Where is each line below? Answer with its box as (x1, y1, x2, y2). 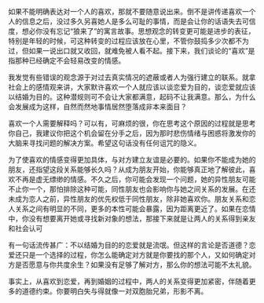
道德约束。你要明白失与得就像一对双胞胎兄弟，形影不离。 (21, 287, 208, 296)
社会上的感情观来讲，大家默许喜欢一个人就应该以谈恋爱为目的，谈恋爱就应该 (8, 82, 256, 92)
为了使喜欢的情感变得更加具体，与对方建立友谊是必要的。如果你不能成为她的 (8, 155, 256, 164)
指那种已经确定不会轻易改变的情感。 (8, 56, 126, 65)
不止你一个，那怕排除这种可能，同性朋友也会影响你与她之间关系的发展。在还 (8, 184, 256, 194)
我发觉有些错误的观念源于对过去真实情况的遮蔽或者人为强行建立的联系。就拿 (8, 73, 256, 82)
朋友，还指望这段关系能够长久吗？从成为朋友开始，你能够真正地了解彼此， (8, 165, 249, 174)
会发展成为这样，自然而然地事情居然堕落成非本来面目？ (8, 102, 187, 111)
